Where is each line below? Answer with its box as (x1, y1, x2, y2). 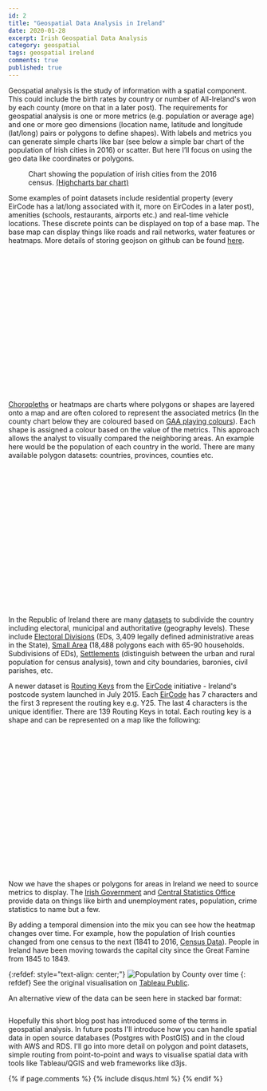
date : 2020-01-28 (8, 26, 66, 34)
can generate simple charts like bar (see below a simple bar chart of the (8, 137, 245, 146)
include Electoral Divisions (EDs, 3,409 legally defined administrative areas (8, 631, 254, 641)
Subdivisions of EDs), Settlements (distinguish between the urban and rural (8, 648, 255, 658)
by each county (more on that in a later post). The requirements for (8, 102, 229, 112)
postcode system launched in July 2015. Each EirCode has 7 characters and (8, 689, 257, 699)
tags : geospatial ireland (8, 49, 94, 57)
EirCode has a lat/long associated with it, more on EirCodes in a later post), (8, 201, 254, 211)
